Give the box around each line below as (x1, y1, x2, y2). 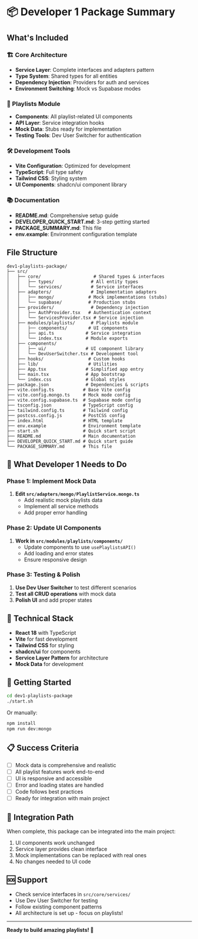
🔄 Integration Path (6, 812, 74, 822)
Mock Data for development (15, 660, 84, 667)
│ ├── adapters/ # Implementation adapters (6, 289, 157, 295)
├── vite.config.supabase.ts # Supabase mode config (6, 397, 142, 403)
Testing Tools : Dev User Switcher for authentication (15, 132, 142, 139)
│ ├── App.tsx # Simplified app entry (6, 366, 144, 372)
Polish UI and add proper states (15, 596, 93, 604)
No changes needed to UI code (15, 858, 92, 865)
